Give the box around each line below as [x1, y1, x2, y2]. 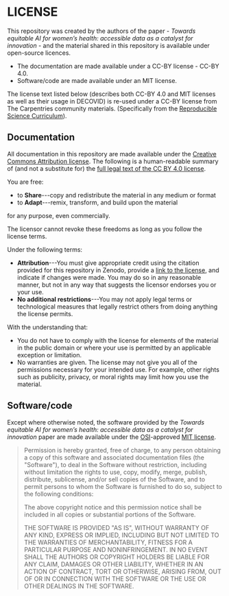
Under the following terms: [7, 245, 83, 254]
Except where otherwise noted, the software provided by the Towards [7, 418, 204, 426]
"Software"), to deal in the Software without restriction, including [23, 460, 207, 468]
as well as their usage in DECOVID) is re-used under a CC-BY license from [7, 97, 217, 105]
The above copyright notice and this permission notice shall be [23, 503, 202, 511]
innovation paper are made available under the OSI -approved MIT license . [7, 433, 217, 441]
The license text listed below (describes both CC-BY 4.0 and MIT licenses [7, 90, 216, 98]
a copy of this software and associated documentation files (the [23, 453, 204, 462]
